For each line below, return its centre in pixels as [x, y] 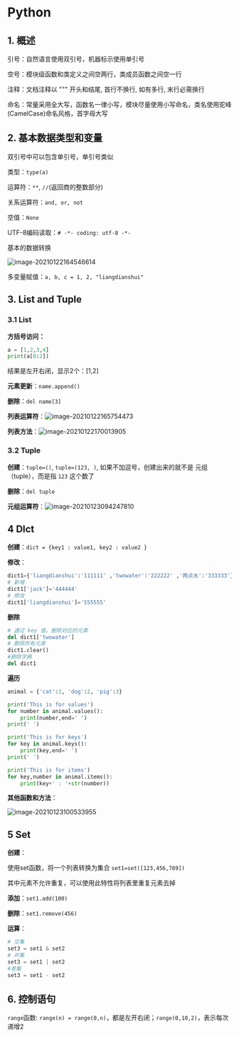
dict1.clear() [28, 650]
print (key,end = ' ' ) [49, 751]
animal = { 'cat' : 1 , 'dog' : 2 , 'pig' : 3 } [65, 692]
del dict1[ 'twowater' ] [41, 637]
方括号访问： [26, 336]
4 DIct [21, 529]
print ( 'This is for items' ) [49, 770]
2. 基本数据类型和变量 [55, 138]
